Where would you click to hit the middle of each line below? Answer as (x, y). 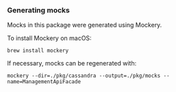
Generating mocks (38, 10)
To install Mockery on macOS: (49, 38)
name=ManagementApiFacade (44, 82)
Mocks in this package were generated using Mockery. (85, 25)
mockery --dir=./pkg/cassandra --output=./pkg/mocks (84, 76)
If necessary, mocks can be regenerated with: (72, 63)
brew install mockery (38, 51)
